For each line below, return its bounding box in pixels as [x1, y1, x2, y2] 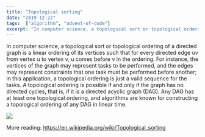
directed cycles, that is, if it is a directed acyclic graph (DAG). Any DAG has [6, 88, 194, 95]
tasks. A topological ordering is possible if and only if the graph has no [6, 82, 184, 89]
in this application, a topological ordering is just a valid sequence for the [6, 75, 187, 82]
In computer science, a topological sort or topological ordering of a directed [6, 43, 197, 50]
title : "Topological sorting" [6, 9, 84, 15]
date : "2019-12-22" [6, 15, 56, 21]
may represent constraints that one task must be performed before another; [6, 68, 197, 76]
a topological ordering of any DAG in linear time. [6, 101, 127, 108]
